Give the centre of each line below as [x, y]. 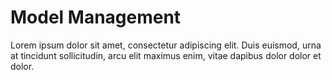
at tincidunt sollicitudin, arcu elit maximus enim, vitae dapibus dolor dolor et [166, 55]
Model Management [96, 17]
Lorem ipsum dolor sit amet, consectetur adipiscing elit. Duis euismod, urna [166, 45]
